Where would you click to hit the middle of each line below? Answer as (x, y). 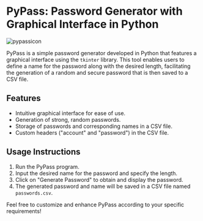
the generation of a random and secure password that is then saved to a (97, 72)
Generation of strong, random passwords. (68, 119)
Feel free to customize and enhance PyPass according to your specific (95, 204)
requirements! (24, 211)
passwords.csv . (34, 193)
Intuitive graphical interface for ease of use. (70, 113)
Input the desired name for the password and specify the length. (96, 173)
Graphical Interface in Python (83, 24)
